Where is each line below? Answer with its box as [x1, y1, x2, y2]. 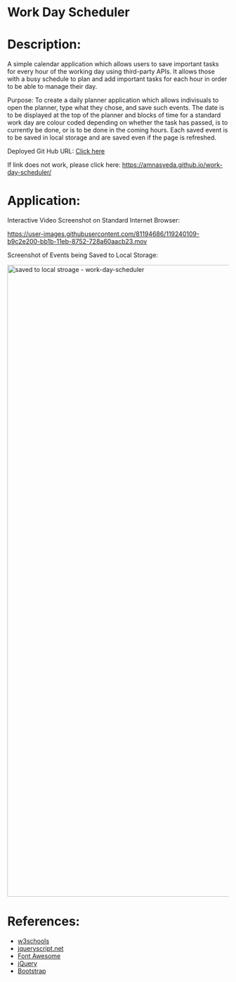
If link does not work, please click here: [7, 161, 121, 169]
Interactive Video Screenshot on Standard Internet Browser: [7, 216, 181, 225]
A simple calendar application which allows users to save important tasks [7, 60, 219, 68]
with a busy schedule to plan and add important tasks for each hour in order [7, 75, 228, 83]
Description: [7, 37, 81, 53]
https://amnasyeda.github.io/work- [122, 161, 223, 169]
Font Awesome [17, 952, 61, 960]
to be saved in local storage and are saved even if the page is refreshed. [7, 133, 216, 142]
